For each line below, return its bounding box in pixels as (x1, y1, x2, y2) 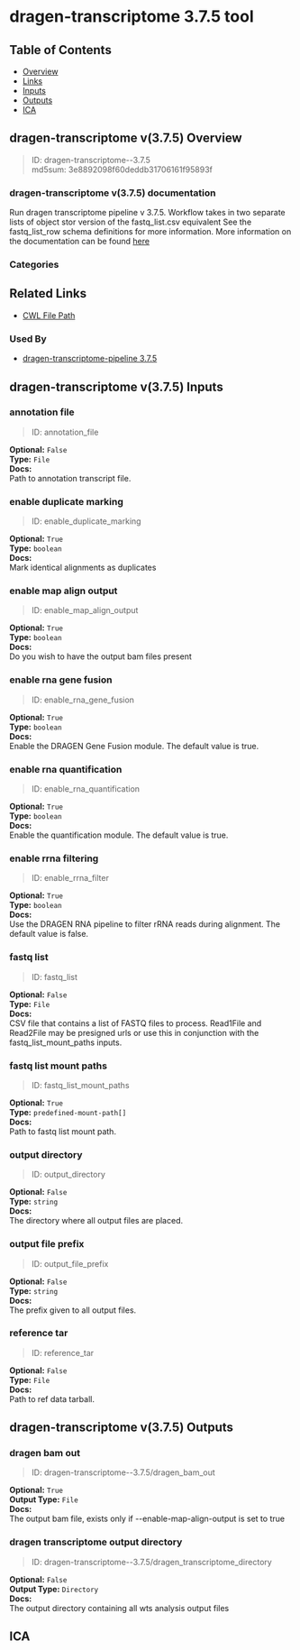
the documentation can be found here (9, 236, 150, 247)
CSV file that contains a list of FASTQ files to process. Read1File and (9, 1017, 262, 1029)
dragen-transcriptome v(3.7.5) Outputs (9, 1420, 234, 1435)
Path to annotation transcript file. (9, 472, 132, 483)
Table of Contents (9, 42, 113, 58)
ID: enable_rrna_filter (31, 873, 110, 884)
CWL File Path (22, 309, 76, 321)
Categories (9, 259, 59, 271)
